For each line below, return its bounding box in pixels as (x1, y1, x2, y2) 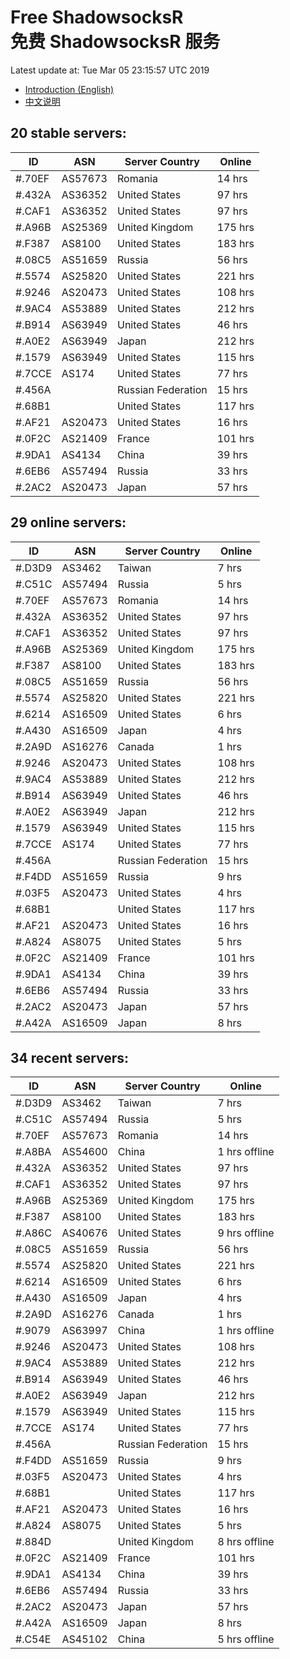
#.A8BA (15, 1145, 52, 1159)
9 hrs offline (217, 1226, 275, 1240)
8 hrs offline (217, 1535, 275, 1549)
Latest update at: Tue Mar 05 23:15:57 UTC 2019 (10, 64, 210, 76)
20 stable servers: (10, 125, 127, 142)
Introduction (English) (24, 83, 115, 95)
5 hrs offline (217, 1632, 275, 1646)
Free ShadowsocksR (10, 6, 184, 29)
